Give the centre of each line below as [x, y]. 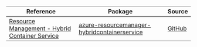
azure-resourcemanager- [115, 25]
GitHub [177, 28]
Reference [41, 11]
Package [120, 11]
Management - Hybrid [40, 28]
